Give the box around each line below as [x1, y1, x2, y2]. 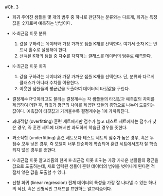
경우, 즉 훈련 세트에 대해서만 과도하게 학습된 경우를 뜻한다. [17, 125, 128, 130]
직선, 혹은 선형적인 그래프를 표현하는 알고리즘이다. [17, 186, 112, 191]
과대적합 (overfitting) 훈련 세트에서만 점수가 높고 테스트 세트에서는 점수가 [12, 118, 152, 124]
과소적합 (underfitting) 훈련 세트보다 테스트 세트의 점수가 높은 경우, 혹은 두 [12, 135, 154, 140]
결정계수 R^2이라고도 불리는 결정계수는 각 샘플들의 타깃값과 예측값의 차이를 [12, 96, 155, 101]
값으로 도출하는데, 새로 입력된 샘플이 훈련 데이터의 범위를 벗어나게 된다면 [12, 163, 150, 169]
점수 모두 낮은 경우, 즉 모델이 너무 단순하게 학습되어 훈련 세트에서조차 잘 [12, 141, 148, 147]
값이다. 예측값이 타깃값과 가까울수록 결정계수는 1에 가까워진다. [12, 108, 130, 114]
